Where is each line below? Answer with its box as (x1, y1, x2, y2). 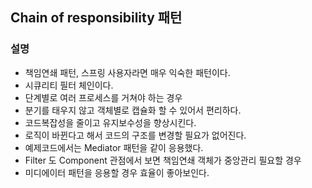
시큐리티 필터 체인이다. (24, 79, 114, 91)
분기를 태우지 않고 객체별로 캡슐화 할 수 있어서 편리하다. (24, 104, 242, 116)
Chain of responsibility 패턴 (10, 9, 183, 27)
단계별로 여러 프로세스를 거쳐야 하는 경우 (24, 91, 183, 103)
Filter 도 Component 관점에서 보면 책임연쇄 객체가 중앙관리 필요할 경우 (24, 154, 302, 166)
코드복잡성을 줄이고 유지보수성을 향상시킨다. (24, 116, 197, 128)
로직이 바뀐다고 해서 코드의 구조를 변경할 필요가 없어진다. (24, 129, 247, 141)
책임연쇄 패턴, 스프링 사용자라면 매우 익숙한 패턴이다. (24, 66, 231, 78)
